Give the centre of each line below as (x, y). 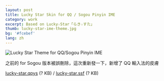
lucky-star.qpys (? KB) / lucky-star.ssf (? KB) (52, 73)
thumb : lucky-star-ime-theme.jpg (41, 29)
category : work (21, 19)
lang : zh (15, 38)
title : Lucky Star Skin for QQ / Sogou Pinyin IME (60, 15)
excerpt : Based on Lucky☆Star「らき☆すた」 (50, 24)
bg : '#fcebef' (20, 33)
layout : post (19, 10)
